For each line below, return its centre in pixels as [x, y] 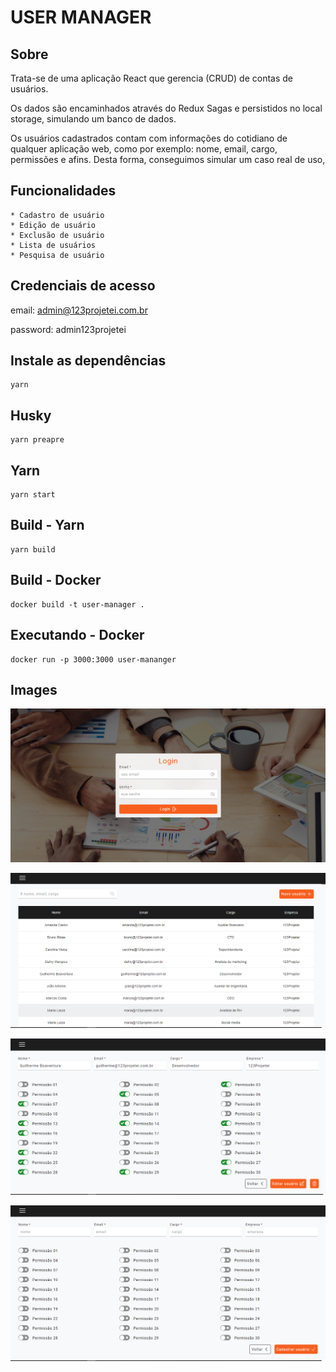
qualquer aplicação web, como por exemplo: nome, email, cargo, [144, 149]
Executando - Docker [77, 635]
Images [34, 689]
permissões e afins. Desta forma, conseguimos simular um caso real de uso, [168, 159]
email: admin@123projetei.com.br [79, 310]
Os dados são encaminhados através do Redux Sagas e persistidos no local [166, 108]
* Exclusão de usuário [57, 235]
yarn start [33, 495]
